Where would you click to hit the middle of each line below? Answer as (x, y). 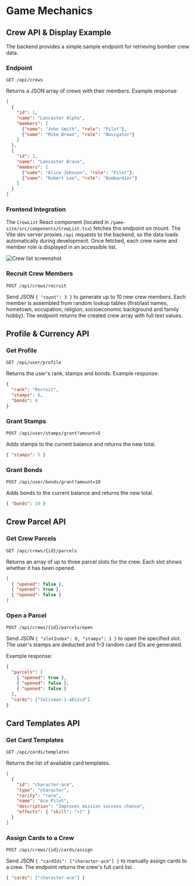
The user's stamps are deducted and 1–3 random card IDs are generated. (94, 645)
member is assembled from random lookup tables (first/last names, (87, 303)
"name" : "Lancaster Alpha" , (51, 118)
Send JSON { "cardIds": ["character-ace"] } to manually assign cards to (97, 861)
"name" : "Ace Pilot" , (43, 801)
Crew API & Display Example (59, 33)
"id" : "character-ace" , (46, 785)
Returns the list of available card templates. (58, 763)
